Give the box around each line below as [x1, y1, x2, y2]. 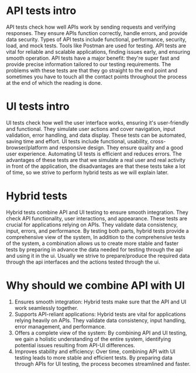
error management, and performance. [14, 323, 106, 330]
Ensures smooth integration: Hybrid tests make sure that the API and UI [14, 298, 187, 305]
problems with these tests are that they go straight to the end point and [6, 67, 177, 74]
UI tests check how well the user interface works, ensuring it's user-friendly [6, 119, 189, 126]
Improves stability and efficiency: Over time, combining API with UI [14, 348, 176, 355]
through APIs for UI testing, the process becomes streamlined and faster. [14, 360, 191, 367]
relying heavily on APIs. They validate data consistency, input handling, [14, 317, 186, 324]
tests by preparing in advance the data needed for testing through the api [6, 246, 183, 253]
